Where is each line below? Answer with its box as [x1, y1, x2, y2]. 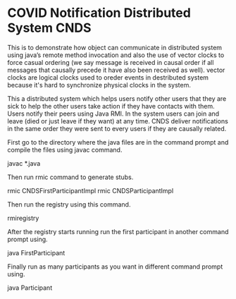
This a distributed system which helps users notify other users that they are [7, 94, 227, 103]
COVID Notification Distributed [7, 5, 192, 21]
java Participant [7, 283, 53, 292]
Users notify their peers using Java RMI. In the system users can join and [7, 109, 220, 118]
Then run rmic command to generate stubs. [7, 173, 134, 181]
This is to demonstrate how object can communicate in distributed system [7, 43, 223, 51]
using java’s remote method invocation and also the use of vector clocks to [7, 51, 225, 59]
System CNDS [7, 20, 92, 36]
